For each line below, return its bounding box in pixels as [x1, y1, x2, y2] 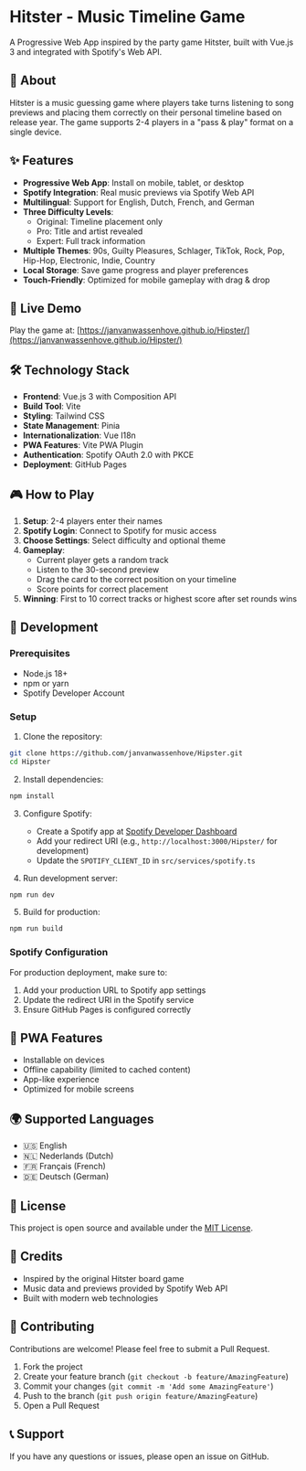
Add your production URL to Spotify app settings [22, 985, 206, 996]
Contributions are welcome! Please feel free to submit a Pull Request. [9, 1343, 270, 1354]
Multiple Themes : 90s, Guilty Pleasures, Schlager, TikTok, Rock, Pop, [22, 245, 285, 256]
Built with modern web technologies [22, 1292, 159, 1304]
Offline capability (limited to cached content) [22, 1064, 192, 1075]
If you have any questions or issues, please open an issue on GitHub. [9, 1451, 269, 1462]
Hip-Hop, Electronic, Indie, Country [22, 254, 155, 266]
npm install [9, 791, 55, 801]
